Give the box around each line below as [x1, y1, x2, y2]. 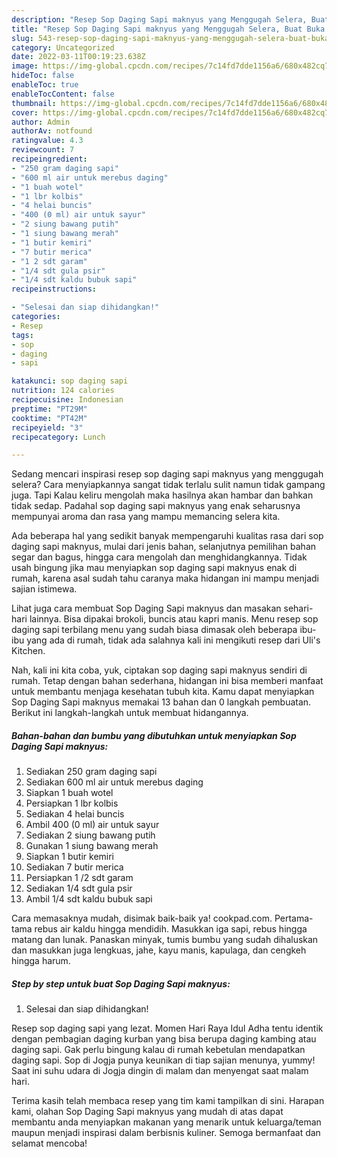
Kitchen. [11, 645, 46, 657]
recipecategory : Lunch [11, 432, 106, 442]
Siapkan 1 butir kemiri [25, 851, 115, 863]
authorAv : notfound [11, 126, 93, 136]
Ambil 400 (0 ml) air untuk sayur [25, 819, 160, 831]
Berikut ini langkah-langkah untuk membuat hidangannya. [11, 707, 249, 719]
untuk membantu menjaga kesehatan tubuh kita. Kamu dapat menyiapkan [11, 686, 315, 698]
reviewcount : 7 [11, 145, 75, 155]
